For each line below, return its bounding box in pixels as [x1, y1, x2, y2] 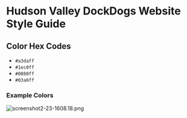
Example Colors [6, 91, 54, 99]
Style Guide [6, 17, 66, 31]
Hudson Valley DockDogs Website [6, 4, 181, 18]
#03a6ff [14, 77, 34, 83]
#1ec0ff [14, 64, 34, 70]
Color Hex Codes [6, 41, 71, 51]
